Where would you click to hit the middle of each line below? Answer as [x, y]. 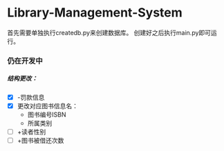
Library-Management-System [95, 13]
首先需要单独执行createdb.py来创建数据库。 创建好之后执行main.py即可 [109, 32]
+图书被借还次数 [40, 141]
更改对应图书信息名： [47, 105]
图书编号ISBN [47, 114]
